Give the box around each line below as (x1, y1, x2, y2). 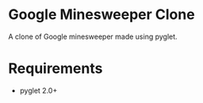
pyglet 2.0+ (19, 86, 58, 95)
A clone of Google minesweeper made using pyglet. (8, 32, 178, 41)
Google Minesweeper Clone (8, 6, 196, 24)
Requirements (8, 59, 103, 78)
